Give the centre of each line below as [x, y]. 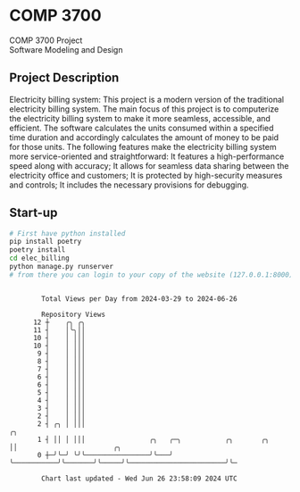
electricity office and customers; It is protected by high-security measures [146, 175]
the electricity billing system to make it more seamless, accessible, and [140, 118]
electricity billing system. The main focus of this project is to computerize [144, 109]
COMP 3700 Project [46, 40]
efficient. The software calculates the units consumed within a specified [142, 128]
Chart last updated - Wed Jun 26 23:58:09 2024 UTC [140, 479]
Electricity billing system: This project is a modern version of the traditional [146, 99]
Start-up [33, 213]
